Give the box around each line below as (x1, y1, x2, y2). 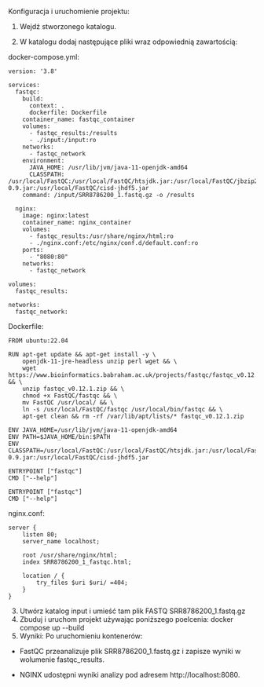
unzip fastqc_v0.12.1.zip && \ (22, 385, 125, 393)
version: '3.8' (8, 68, 58, 75)
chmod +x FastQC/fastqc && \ (22, 392, 118, 400)
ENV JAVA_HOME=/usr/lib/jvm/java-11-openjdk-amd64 (8, 426, 178, 434)
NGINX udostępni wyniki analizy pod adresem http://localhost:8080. (19, 671, 240, 679)
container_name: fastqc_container (22, 115, 135, 123)
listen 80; (22, 531, 58, 539)
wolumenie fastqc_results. (19, 655, 104, 664)
